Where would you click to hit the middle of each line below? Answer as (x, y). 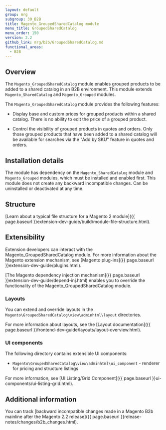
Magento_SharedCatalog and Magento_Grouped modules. (61, 94)
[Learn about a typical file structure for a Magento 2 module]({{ (70, 216)
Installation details (34, 160)
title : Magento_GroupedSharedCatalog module (52, 24)
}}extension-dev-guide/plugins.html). (43, 265)
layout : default (22, 10)
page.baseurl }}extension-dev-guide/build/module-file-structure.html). (78, 221)
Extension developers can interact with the (49, 249)
